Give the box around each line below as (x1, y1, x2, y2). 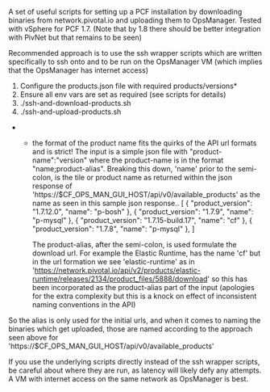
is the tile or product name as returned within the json (55, 173, 233, 182)
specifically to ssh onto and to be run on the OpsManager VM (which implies (8, 57, 263, 66)
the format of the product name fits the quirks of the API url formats (31, 138, 257, 148)
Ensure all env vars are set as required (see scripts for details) (19, 90, 226, 99)
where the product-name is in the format (88, 155, 224, 165)
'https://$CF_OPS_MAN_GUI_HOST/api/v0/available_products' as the (31, 190, 260, 199)
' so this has (207, 274, 248, 284)
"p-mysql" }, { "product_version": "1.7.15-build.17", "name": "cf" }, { (31, 216, 252, 225)
